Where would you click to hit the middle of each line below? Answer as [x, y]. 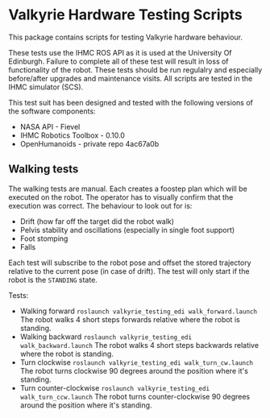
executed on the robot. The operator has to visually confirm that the [121, 197]
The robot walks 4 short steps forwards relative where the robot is [130, 319]
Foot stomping [44, 238]
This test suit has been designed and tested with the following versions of [131, 102]
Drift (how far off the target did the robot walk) [97, 221]
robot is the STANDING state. [53, 279]
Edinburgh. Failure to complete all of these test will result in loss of [118, 61]
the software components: [52, 111]
